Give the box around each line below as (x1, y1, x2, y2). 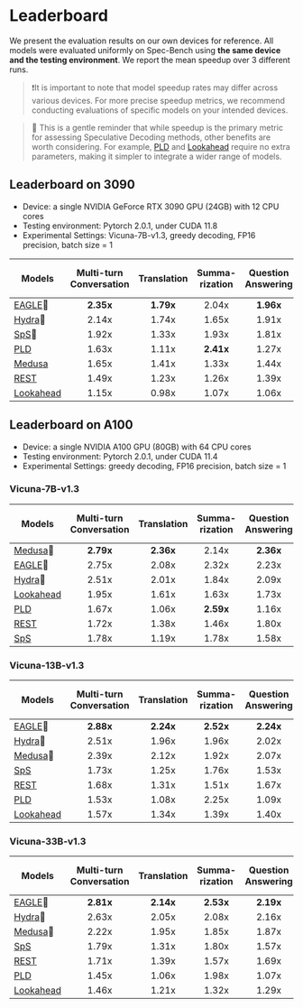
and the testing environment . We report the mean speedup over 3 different (9, 54, 290, 65)
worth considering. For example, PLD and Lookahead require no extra (31, 141, 290, 152)
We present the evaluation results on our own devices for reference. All (9, 35, 274, 46)
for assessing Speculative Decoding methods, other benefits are (31, 132, 271, 143)
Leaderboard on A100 (9, 417, 133, 433)
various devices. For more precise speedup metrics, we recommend (31, 95, 286, 106)
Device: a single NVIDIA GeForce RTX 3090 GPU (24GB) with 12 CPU (22, 200, 280, 212)
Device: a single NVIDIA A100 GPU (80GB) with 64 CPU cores (22, 441, 252, 452)
